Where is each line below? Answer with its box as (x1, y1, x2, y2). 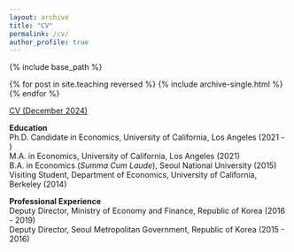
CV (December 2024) (9, 105, 89, 116)
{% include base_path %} (9, 62, 103, 73)
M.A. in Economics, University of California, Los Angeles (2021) (9, 151, 241, 162)
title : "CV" (9, 21, 53, 30)
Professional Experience (9, 196, 102, 207)
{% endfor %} (9, 88, 60, 99)
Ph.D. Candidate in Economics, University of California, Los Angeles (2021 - (9, 132, 285, 142)
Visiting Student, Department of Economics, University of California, (9, 170, 258, 180)
